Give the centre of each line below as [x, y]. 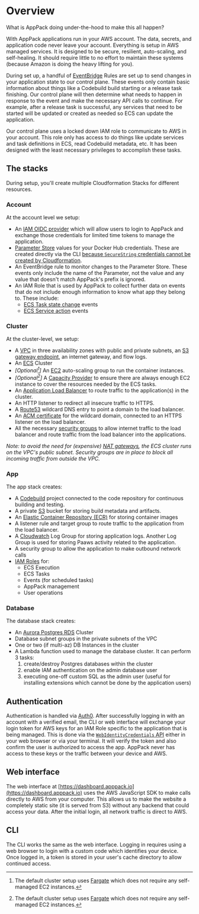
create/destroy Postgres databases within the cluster [88, 664]
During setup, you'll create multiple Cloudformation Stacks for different [93, 183]
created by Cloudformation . [48, 261]
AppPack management [52, 586]
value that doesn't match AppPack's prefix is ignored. [80, 279]
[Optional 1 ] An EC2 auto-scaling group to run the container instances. [99, 370]
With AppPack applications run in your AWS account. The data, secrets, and [99, 39]
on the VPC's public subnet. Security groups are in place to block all [90, 452]
